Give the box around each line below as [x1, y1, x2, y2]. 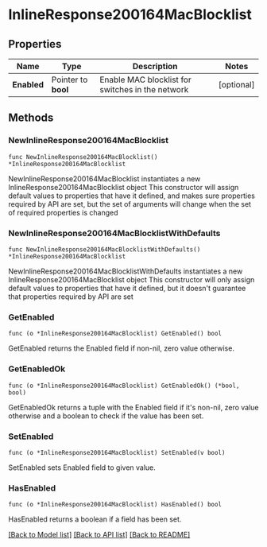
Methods [8, 111, 54, 125]
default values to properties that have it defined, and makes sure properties [8, 191, 256, 200]
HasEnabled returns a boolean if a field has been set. [8, 514, 182, 524]
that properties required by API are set [8, 292, 133, 301]
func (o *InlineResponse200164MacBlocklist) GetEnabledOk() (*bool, [8, 382, 240, 390]
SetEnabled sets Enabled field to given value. [8, 463, 157, 472]
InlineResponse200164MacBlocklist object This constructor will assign [8, 182, 239, 192]
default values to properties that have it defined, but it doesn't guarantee [8, 283, 246, 293]
